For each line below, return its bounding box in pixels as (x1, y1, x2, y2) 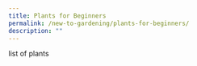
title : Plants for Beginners (8, 11, 107, 20)
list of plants (8, 49, 50, 59)
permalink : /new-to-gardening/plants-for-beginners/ (8, 19, 190, 27)
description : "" (8, 27, 63, 35)
